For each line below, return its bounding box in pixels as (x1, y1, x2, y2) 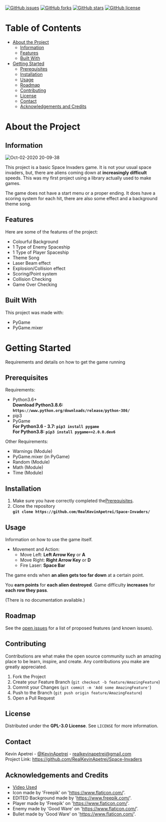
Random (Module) (12, 459, 50, 465)
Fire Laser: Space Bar (20, 562, 65, 568)
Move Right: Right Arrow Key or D (20, 557, 91, 563)
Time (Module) (12, 469, 44, 476)
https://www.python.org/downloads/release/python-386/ (12, 408, 130, 414)
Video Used (12, 784, 37, 790)
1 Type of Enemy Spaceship (12, 244, 70, 250)
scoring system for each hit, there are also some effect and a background (5, 195, 157, 201)
